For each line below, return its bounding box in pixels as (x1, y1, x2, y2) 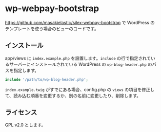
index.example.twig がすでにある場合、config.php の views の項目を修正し (5, 86, 155, 93)
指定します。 (13, 67, 39, 73)
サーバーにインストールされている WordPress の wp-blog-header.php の (9, 61, 152, 67)
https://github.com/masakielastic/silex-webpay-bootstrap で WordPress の (5, 19, 155, 25)
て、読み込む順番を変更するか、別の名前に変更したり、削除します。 (5, 93, 141, 98)
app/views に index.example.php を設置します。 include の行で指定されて (5, 55, 151, 61)
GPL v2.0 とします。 (5, 122, 46, 128)
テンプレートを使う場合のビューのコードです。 (5, 25, 99, 32)
